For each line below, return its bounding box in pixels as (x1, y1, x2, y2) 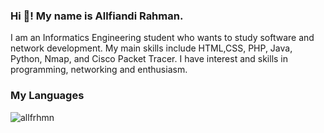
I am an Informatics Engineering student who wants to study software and (10, 32, 315, 44)
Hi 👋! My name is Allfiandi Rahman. (10, 9, 184, 23)
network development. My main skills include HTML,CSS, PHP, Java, (10, 42, 293, 54)
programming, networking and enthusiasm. (10, 64, 188, 76)
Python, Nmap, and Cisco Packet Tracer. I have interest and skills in (10, 53, 289, 65)
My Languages (10, 89, 85, 103)
